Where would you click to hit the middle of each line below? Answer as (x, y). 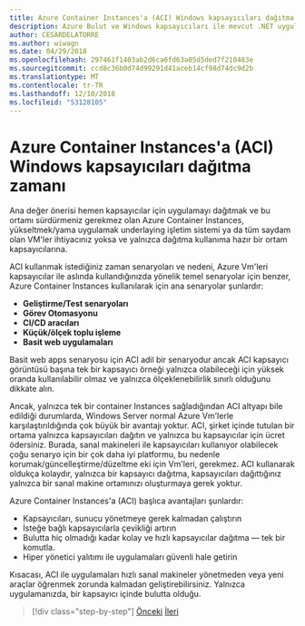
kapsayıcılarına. (39, 249)
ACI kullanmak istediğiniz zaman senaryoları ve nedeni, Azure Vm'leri (139, 267)
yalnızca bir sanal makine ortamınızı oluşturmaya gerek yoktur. (126, 484)
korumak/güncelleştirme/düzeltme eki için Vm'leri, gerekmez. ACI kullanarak (152, 465)
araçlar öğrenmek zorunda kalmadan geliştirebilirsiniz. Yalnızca (127, 584)
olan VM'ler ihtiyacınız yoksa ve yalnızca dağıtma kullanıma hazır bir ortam (148, 240)
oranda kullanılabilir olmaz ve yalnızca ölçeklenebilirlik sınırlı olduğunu (140, 379)
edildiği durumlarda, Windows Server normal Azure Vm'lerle (122, 416)
